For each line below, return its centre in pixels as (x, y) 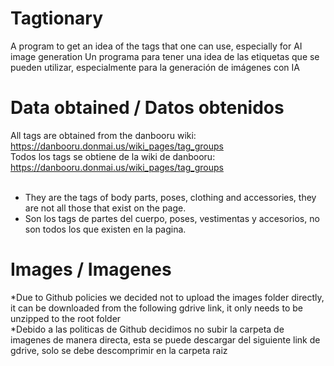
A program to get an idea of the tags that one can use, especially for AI (156, 46)
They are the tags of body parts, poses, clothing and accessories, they (170, 197)
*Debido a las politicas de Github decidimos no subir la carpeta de (147, 329)
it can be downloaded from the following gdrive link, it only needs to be (156, 308)
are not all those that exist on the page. (105, 208)
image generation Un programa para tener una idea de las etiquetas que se (165, 56)
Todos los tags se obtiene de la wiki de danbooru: (113, 156)
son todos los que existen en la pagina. (105, 229)
